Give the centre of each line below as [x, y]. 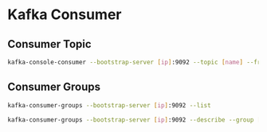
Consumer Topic [50, 44]
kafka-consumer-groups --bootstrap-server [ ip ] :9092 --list [110, 105]
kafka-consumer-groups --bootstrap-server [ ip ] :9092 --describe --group [131, 120]
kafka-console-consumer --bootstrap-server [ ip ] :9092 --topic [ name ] [126, 62]
